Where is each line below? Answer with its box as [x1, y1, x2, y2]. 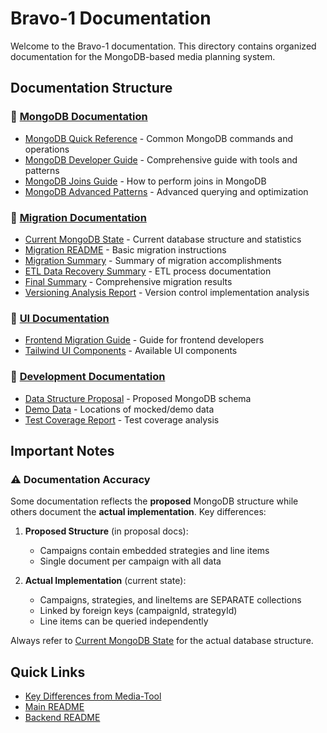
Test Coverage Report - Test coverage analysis [24, 413, 220, 426]
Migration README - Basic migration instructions [24, 243, 227, 256]
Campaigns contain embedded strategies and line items [39, 545, 270, 557]
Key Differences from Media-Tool [24, 690, 162, 702]
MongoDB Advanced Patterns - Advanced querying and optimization [24, 185, 309, 197]
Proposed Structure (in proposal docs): [24, 525, 189, 537]
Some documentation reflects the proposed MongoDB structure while [10, 495, 299, 507]
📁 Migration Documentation [10, 210, 147, 224]
